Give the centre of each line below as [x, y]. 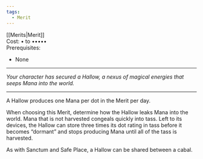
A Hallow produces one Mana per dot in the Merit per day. [79, 100]
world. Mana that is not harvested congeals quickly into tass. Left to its [94, 118]
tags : [13, 12]
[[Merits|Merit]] [25, 34]
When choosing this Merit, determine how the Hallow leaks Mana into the [97, 112]
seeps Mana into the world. [40, 83]
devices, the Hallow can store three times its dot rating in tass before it [94, 125]
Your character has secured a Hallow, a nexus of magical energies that [95, 77]
